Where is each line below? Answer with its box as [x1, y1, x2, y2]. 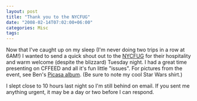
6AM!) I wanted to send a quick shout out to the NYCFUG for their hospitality [6, 53, 191, 60]
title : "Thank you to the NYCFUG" [6, 14, 91, 20]
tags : [6, 30, 19, 36]
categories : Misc [6, 25, 49, 31]
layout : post [6, 8, 38, 15]
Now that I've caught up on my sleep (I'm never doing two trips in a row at [6, 46, 185, 53]
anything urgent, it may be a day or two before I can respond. [6, 89, 154, 96]
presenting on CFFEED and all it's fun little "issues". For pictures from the [6, 65, 183, 72]
